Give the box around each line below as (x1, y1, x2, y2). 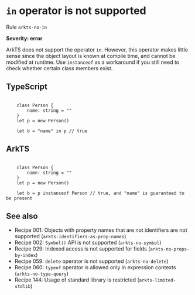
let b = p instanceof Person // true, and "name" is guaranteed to (16, 190, 184, 196)
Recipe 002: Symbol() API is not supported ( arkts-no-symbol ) (14, 239, 162, 246)
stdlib (14, 284, 31, 290)
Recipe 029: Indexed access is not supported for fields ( (14, 245, 150, 252)
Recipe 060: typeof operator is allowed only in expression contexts (14, 264, 176, 271)
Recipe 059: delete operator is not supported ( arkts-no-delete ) (14, 258, 169, 265)
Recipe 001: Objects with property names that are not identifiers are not (14, 227, 187, 234)
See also (6, 211, 38, 221)
